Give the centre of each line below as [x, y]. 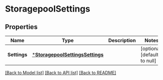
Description [122, 40]
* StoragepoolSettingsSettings [68, 55]
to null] [148, 61]
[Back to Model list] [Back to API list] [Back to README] [61, 73]
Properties [21, 27]
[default [149, 55]
